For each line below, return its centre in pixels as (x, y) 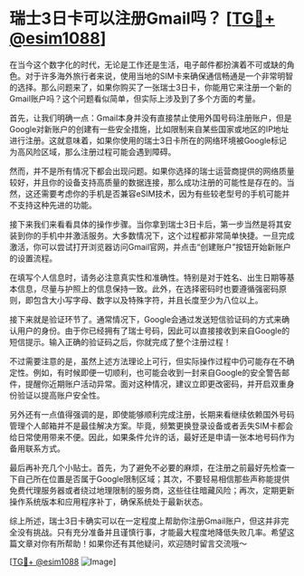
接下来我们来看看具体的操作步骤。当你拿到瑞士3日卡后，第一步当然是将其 (147, 224)
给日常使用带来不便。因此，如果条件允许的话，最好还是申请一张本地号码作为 (152, 437)
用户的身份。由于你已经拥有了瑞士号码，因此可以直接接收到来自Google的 (153, 331)
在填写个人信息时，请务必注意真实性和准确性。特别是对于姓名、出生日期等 (148, 277)
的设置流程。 (33, 258)
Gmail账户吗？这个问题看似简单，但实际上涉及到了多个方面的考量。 (135, 98)
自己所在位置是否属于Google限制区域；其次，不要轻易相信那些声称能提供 (153, 479)
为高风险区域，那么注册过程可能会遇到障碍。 (93, 151)
